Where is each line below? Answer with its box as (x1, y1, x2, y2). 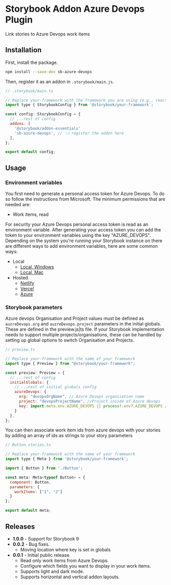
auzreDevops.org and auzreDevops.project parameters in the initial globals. (5, 321, 161, 327)
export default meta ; (5, 508, 51, 513)
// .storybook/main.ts (5, 88, 53, 94)
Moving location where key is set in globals (20, 546, 111, 553)
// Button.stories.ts (5, 442, 51, 448)
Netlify (20, 280, 35, 286)
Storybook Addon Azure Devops (5, 3, 145, 15)
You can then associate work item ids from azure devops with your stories (5, 427, 161, 433)
